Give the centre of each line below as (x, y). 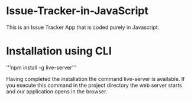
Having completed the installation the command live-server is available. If (96, 79)
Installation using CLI (59, 51)
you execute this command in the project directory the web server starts (94, 85)
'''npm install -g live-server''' (41, 67)
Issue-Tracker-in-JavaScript (77, 11)
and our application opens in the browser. (57, 91)
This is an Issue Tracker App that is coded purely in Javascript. (83, 27)
